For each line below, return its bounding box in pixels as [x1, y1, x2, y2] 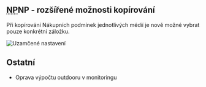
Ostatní [6, 58, 36, 68]
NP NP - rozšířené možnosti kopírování [6, 5, 155, 15]
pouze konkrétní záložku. [6, 28, 70, 35]
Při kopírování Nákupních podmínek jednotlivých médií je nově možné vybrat [6, 21, 200, 28]
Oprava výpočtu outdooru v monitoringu [15, 74, 117, 81]
